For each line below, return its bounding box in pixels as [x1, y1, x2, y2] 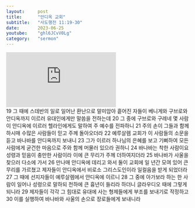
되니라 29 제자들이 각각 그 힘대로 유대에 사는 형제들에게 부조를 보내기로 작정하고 [6, 188, 189, 195]
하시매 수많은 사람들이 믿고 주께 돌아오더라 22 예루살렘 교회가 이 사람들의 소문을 [6, 129, 189, 137]
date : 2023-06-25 [6, 25, 64, 31]
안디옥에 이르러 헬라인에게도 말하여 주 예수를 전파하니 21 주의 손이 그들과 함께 [12, 122, 189, 129]
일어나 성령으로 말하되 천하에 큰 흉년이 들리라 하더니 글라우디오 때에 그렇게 [16, 181, 187, 187]
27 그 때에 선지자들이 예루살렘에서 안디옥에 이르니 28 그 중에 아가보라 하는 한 [6, 173, 183, 180]
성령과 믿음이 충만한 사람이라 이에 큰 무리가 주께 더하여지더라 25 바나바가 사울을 [6, 152, 189, 158]
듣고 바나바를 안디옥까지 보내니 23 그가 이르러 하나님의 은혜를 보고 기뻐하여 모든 [6, 137, 189, 144]
